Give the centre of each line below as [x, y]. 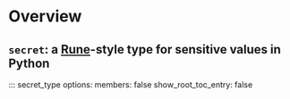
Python [29, 63]
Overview [45, 16]
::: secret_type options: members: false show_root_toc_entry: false [131, 85]
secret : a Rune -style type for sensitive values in [145, 49]
